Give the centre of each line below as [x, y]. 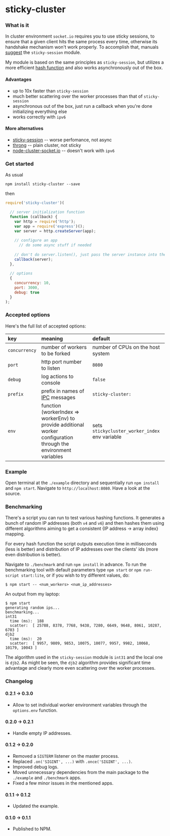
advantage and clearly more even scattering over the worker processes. [80, 668]
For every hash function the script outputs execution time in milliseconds [81, 544]
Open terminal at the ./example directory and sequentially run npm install [82, 483]
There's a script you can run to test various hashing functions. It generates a [85, 518]
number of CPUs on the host [126, 347]
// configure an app [36, 241]
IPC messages [58, 397]
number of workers [64, 347]
